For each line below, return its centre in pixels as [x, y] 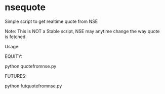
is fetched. [16, 37]
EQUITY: [14, 56]
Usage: [12, 46]
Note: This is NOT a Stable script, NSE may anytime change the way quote [82, 31]
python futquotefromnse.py [33, 86]
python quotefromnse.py [31, 66]
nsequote [25, 7]
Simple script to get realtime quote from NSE [51, 21]
